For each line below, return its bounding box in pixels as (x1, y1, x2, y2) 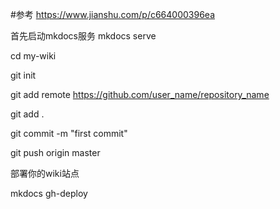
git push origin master (10, 147, 101, 158)
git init (10, 69, 37, 81)
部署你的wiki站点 (10, 168, 80, 179)
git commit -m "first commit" (10, 128, 128, 139)
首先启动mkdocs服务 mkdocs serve (10, 30, 157, 42)
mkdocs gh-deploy (10, 188, 88, 199)
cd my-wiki (10, 50, 57, 62)
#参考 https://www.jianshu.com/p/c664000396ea (10, 9, 215, 20)
